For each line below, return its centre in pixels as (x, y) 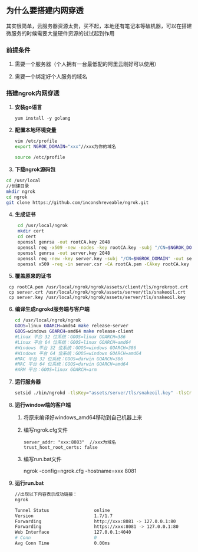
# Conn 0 (56, 538)
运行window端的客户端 (43, 405)
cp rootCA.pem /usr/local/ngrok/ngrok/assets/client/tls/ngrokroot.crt (98, 287)
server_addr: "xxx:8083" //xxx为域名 (70, 442)
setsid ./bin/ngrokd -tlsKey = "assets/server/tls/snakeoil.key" (94, 393)
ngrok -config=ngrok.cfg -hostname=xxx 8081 (80, 471)
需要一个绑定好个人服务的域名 (51, 77)
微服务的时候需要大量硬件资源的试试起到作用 (60, 33)
